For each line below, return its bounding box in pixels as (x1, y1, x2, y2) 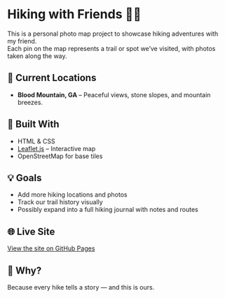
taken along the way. (7, 52, 68, 60)
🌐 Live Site (7, 225, 55, 237)
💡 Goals (7, 171, 42, 184)
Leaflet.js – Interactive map (17, 144, 96, 152)
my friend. (7, 36, 37, 45)
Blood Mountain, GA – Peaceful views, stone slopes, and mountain (17, 90, 211, 99)
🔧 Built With (7, 118, 60, 130)
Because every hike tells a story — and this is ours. (7, 283, 155, 291)
